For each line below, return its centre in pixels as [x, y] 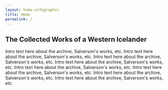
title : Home [18, 14]
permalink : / [19, 19]
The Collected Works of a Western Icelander [76, 39]
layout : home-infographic [32, 10]
